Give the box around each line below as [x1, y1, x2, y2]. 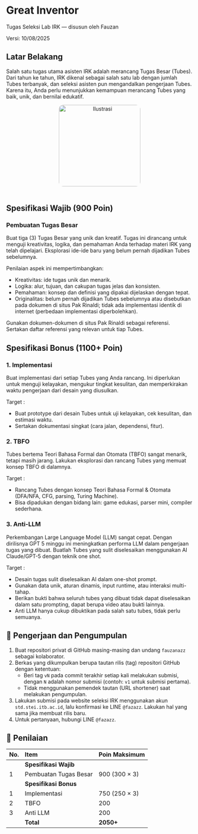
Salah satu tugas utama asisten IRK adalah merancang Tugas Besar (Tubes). [6, 68, 193, 75]
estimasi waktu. [14, 416, 53, 423]
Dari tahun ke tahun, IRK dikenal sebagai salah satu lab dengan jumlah [6, 74, 178, 81]
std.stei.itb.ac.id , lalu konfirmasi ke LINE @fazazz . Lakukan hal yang [14, 703, 188, 710]
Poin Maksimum [98, 750, 145, 759]
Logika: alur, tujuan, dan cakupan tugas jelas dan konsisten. [14, 283, 161, 290]
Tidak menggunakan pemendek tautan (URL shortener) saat [23, 684, 171, 692]
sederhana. [14, 505, 43, 512]
